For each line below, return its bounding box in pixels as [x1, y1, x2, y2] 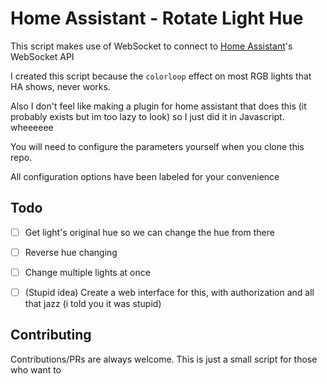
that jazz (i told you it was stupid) [24, 298, 162, 309]
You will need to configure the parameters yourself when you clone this [10, 140, 305, 152]
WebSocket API [10, 50, 75, 62]
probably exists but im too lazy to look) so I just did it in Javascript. [10, 110, 285, 122]
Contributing [10, 327, 92, 344]
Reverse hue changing [24, 246, 118, 258]
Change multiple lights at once [24, 266, 151, 278]
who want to [10, 363, 62, 376]
